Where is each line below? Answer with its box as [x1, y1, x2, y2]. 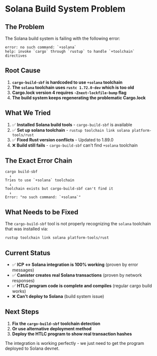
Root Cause [5, 66, 41, 75]
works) [12, 288, 27, 294]
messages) [12, 267, 35, 273]
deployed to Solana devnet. [5, 345, 59, 351]
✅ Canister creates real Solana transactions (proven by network [12, 272, 142, 278]
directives [5, 53, 27, 58]
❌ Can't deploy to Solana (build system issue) [12, 293, 104, 299]
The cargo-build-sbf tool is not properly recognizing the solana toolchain [5, 221, 151, 227]
